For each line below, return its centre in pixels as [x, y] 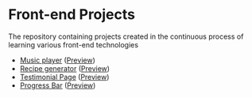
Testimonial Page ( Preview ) [64, 77]
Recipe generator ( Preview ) [64, 68]
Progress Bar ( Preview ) [58, 85]
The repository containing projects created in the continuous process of [126, 36]
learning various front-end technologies [74, 44]
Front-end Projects [72, 15]
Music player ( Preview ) [57, 60]
